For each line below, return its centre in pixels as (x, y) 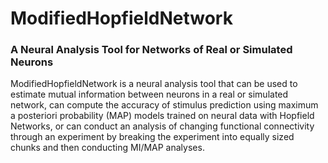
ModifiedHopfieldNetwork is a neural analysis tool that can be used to (154, 84)
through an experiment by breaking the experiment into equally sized (152, 137)
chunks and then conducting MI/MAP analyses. (107, 148)
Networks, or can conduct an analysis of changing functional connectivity (162, 126)
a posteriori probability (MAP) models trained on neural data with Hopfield (162, 116)
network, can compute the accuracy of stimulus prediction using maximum (164, 105)
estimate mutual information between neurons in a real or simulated (149, 94)
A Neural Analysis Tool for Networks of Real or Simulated (151, 50)
